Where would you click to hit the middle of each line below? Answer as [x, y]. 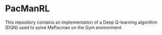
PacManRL [28, 9]
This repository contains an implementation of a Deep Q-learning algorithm [81, 22]
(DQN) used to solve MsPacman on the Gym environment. [64, 27]
